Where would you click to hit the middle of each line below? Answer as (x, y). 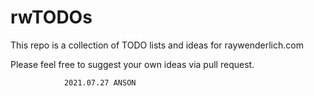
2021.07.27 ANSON (100, 82)
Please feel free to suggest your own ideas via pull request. (132, 64)
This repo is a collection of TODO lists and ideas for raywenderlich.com (157, 45)
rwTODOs (51, 17)
